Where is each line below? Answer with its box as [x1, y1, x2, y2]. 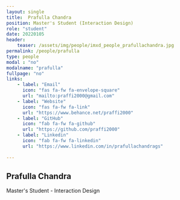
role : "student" [6, 25, 47, 32]
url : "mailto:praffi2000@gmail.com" [22, 93, 115, 99]
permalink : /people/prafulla [6, 48, 80, 54]
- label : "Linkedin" [17, 132, 69, 139]
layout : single [6, 8, 45, 15]
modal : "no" [6, 59, 39, 65]
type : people [6, 54, 39, 60]
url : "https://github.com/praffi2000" [22, 127, 120, 133]
